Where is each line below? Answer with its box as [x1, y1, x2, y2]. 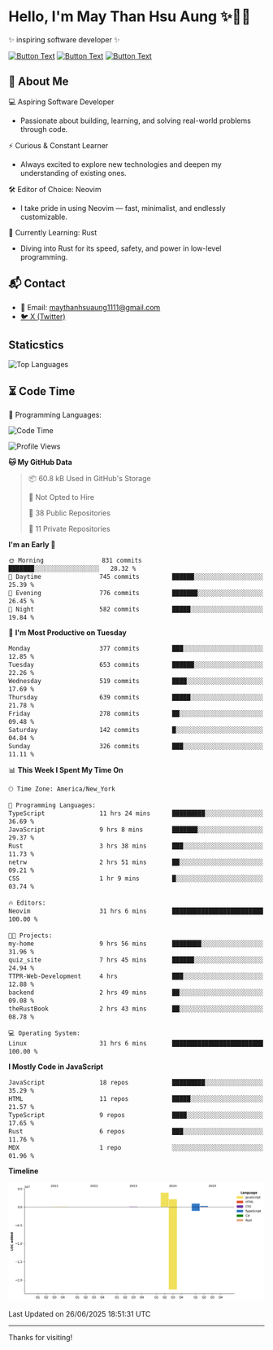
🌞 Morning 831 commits [8, 557, 142, 565]
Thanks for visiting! [8, 1332, 73, 1342]
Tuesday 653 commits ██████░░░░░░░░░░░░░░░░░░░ [8, 661, 264, 669]
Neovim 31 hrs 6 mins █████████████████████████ [8, 907, 264, 915]
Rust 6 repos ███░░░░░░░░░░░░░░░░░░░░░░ [8, 1128, 264, 1136]
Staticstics [8, 338, 64, 352]
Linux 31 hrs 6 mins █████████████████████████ [8, 1040, 264, 1048]
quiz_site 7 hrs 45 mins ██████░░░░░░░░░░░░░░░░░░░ [8, 956, 264, 964]
